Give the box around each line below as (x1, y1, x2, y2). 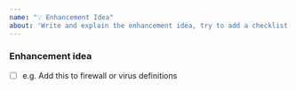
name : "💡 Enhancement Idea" (9, 12, 114, 22)
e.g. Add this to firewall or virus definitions (21, 70, 178, 80)
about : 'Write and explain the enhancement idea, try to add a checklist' (9, 21, 292, 30)
